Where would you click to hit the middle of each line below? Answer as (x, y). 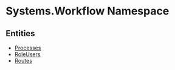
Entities (20, 33)
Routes (23, 61)
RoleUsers (27, 54)
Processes (28, 48)
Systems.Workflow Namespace (87, 11)
